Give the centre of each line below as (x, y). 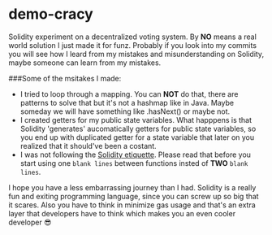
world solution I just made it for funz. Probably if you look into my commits (133, 45)
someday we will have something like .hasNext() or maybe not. (125, 111)
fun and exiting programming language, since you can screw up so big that (134, 196)
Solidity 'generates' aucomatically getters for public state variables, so (138, 128)
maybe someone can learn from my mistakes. (85, 63)
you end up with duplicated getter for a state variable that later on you (137, 137)
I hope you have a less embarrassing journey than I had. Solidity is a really (132, 187)
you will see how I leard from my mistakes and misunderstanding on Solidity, (136, 54)
